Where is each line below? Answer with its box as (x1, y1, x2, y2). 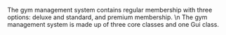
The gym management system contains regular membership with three (7, 6, 213, 14)
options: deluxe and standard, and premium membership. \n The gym (7, 13, 208, 21)
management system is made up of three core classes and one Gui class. (7, 21, 220, 28)
